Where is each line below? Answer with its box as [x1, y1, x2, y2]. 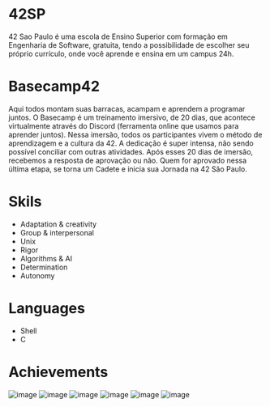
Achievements [8, 362, 109, 381]
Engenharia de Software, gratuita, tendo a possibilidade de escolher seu [8, 40, 250, 49]
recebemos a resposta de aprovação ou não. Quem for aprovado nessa [8, 155, 247, 165]
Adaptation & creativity [19, 219, 97, 229]
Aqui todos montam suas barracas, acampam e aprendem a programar [8, 104, 246, 113]
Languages [8, 299, 85, 317]
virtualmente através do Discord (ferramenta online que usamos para [8, 121, 239, 130]
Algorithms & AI [19, 253, 73, 263]
